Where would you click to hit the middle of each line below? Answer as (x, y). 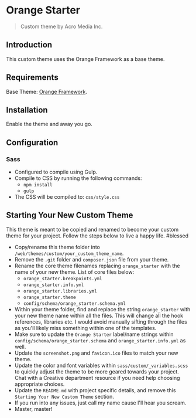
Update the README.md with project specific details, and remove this (95, 390)
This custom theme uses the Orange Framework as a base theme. (85, 59)
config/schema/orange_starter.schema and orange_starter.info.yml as (100, 340)
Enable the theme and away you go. (49, 124)
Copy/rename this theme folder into (57, 247)
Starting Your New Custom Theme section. (64, 396)
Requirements (32, 78)
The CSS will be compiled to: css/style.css (67, 197)
